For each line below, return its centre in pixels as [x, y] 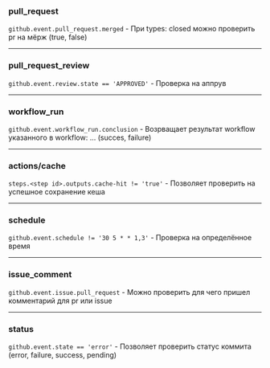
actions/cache [37, 166]
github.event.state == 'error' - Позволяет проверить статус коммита [130, 346]
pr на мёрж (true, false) [48, 37]
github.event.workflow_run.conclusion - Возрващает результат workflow [132, 129]
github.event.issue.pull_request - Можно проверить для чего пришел [129, 292]
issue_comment [40, 275]
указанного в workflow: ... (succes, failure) [80, 137]
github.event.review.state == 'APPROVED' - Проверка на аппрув [117, 83]
